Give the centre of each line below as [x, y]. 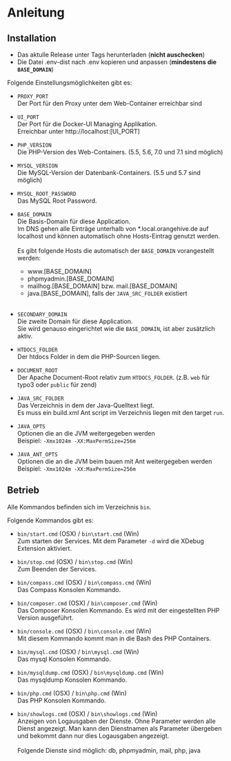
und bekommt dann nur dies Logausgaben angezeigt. [93, 735]
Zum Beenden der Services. [57, 569]
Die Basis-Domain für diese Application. [74, 221]
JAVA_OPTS [31, 427]
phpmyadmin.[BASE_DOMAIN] [71, 278]
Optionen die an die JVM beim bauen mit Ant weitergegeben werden [114, 461]
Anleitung [36, 13]
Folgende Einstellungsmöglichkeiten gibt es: [70, 83]
